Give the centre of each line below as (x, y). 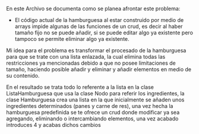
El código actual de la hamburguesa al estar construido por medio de (99, 20)
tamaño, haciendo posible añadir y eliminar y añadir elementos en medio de (99, 69)
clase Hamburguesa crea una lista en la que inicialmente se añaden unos (95, 100)
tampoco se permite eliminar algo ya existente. (72, 39)
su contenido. (23, 76)
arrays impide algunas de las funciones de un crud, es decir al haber (99, 26)
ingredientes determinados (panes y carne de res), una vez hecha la (90, 106)
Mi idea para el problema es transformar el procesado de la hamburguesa (96, 50)
